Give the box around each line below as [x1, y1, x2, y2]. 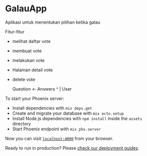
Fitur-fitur [5, 29, 25, 34]
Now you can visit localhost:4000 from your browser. [5, 135, 113, 141]
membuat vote [12, 48, 42, 54]
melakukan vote [12, 57, 45, 63]
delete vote [12, 76, 36, 82]
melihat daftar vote [12, 38, 51, 44]
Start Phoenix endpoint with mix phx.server [12, 126, 101, 132]
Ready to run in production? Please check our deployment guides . [5, 145, 140, 151]
